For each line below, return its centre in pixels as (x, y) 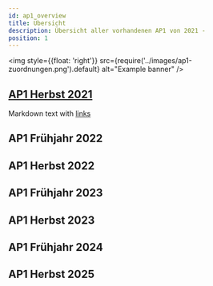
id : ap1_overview (37, 16)
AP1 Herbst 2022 (51, 166)
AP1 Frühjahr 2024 (56, 247)
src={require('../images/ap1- (146, 61)
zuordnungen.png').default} (54, 70)
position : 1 (28, 38)
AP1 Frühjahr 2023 (56, 193)
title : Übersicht (37, 23)
